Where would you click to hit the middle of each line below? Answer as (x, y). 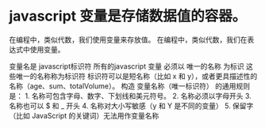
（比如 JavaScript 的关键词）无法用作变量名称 (84, 115)
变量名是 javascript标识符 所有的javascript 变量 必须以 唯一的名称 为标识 (127, 66)
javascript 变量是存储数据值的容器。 (128, 16)
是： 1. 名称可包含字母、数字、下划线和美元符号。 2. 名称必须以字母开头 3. (131, 96)
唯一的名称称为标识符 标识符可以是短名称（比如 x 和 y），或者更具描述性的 (136, 76)
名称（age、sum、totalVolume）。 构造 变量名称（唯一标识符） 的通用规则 (130, 86)
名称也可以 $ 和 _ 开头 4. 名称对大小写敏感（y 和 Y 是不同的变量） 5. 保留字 (131, 105)
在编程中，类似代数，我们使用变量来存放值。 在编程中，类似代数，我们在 (128, 40)
